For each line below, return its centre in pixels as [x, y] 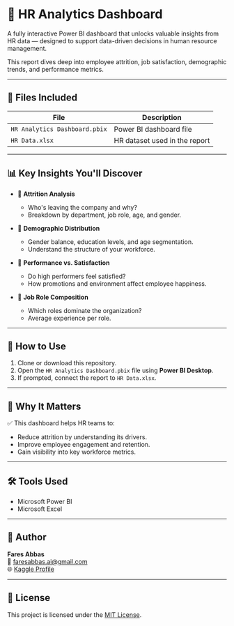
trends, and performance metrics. [56, 69]
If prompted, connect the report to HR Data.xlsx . [87, 378]
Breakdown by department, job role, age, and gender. [104, 215]
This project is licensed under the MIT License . [75, 614]
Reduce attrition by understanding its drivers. [82, 437]
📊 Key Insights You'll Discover [75, 174]
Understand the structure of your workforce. [91, 249]
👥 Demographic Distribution [58, 228]
